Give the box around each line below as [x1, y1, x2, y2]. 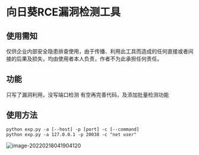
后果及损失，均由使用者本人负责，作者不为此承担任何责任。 [16, 55, 162, 62]
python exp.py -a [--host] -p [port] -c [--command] [6, 126, 140, 132]
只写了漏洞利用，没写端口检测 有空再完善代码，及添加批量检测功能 [6, 91, 169, 98]
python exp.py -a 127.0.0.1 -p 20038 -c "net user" [6, 131, 137, 137]
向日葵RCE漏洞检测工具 [6, 5, 121, 19]
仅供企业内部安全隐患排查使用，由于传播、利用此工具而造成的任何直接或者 [6, 48, 188, 55]
